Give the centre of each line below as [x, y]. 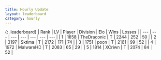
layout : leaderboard [26, 14]
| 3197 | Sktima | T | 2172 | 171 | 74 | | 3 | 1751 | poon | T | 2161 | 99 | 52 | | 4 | [80, 42]
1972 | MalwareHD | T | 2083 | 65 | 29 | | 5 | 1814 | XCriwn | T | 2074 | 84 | [79, 47]
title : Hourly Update [27, 9]
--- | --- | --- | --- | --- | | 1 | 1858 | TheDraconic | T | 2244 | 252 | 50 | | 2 [83, 37]
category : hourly [22, 18]
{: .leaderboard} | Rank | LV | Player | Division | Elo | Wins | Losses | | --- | [78, 32]
